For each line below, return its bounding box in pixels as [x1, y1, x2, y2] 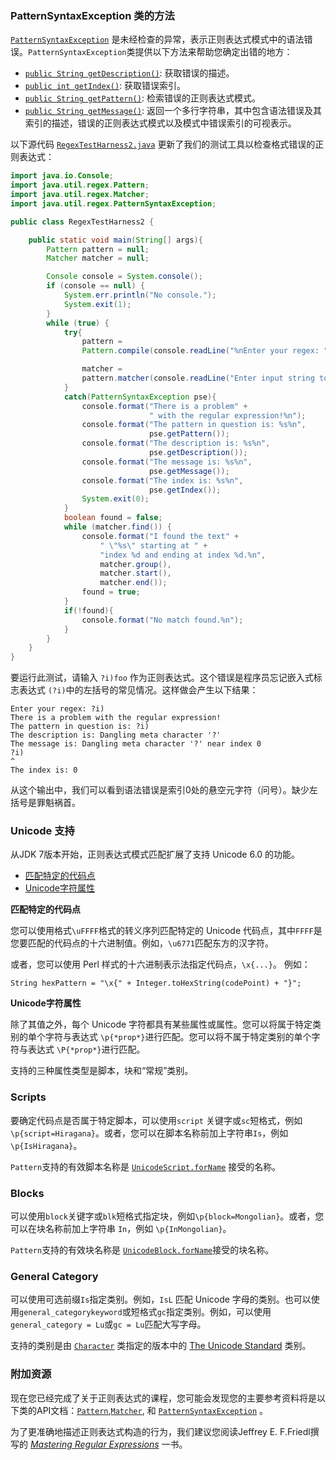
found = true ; [81, 587, 141, 597]
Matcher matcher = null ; [46, 253, 150, 264]
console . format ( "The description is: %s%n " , [81, 438, 271, 449]
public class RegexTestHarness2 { [10, 217, 155, 227]
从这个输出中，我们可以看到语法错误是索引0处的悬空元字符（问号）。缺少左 [10, 784, 318, 796]
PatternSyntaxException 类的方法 [10, 8, 175, 22]
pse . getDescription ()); [148, 448, 248, 458]
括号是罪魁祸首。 [10, 797, 81, 809]
